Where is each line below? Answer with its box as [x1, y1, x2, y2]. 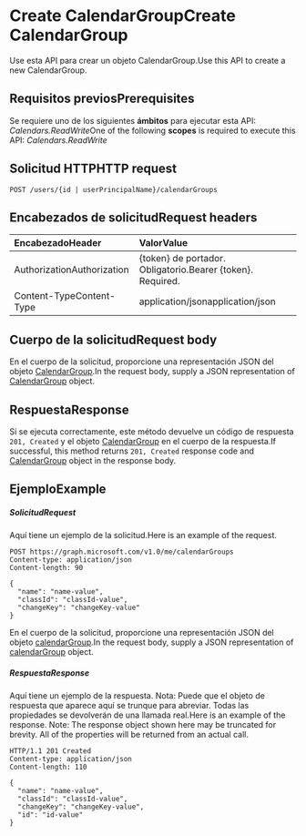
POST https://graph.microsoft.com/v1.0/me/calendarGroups [9, 547, 234, 556]
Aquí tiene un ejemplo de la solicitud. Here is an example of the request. [9, 530, 278, 541]
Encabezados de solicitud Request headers [9, 209, 258, 225]
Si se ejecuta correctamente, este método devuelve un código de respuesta [9, 426, 294, 437]
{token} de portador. [138, 252, 226, 265]
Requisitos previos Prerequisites [9, 91, 195, 107]
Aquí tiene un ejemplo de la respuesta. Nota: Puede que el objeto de [9, 690, 266, 701]
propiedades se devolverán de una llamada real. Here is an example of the [9, 709, 286, 720]
